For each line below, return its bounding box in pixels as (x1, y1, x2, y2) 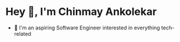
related (14, 30, 32, 37)
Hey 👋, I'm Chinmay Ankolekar (5, 5, 157, 18)
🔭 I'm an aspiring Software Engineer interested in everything (14, 24, 160, 31)
